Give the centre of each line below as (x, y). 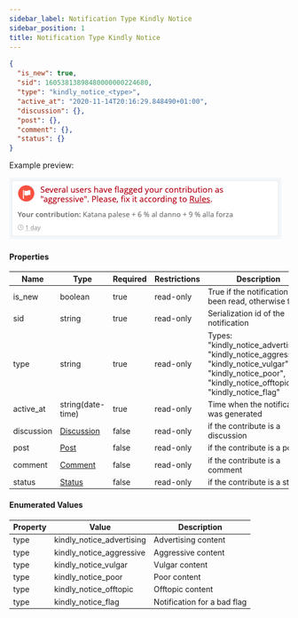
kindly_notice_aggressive (100, 552)
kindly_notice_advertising (100, 540)
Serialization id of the (247, 313)
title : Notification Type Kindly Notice (85, 37)
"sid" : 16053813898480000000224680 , (85, 83)
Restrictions (177, 279)
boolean (75, 297)
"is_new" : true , (47, 74)
